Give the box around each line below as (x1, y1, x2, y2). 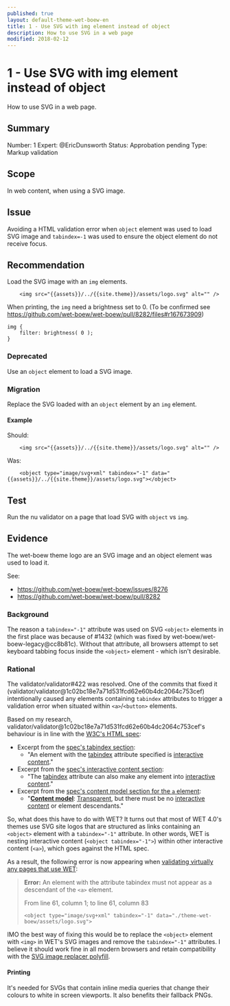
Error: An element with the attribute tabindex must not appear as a (23, 879, 212, 887)
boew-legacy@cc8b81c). (7, 640, 78, 648)
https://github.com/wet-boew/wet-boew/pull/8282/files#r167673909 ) (7, 311, 205, 319)
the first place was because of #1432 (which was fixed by (7, 633, 170, 641)
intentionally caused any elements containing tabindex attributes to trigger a (7, 695, 223, 703)
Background (7, 609, 49, 619)
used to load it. (7, 558, 49, 567)
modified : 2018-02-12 (7, 36, 69, 43)
